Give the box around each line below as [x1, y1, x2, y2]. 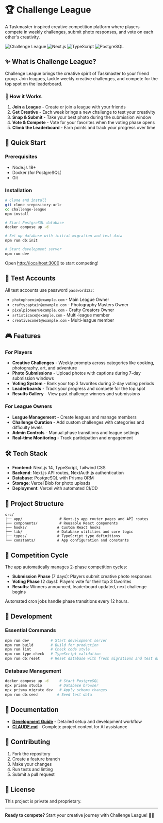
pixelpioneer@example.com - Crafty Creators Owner [12, 307, 114, 313]
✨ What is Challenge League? [5, 57, 97, 66]
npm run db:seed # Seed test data [5, 692, 92, 697]
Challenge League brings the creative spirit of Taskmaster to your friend [5, 70, 149, 76]
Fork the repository [12, 751, 51, 756]
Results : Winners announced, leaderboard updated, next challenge [12, 584, 147, 590]
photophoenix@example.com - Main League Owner [12, 297, 109, 302]
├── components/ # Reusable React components [5, 521, 118, 526]
